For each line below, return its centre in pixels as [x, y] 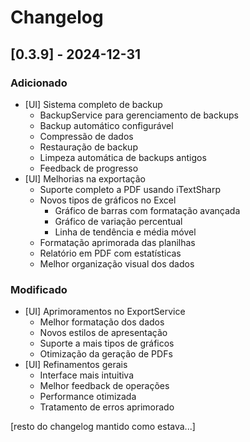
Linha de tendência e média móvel [125, 232]
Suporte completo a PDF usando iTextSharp [130, 189]
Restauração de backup [88, 147]
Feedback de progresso [89, 168]
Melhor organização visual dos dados [117, 263]
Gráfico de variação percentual [118, 221]
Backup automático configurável [106, 125]
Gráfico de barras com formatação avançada [147, 210]
